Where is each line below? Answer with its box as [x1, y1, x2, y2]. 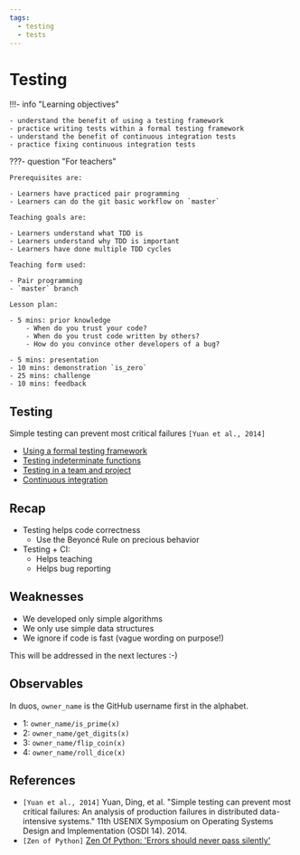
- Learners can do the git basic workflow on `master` [9, 197, 220, 206]
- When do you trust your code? [25, 324, 147, 333]
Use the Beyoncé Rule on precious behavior [35, 534, 201, 545]
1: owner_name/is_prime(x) [22, 717, 120, 728]
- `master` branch [9, 284, 79, 294]
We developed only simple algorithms [22, 613, 163, 624]
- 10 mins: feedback [9, 379, 88, 389]
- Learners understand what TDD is [9, 229, 144, 238]
